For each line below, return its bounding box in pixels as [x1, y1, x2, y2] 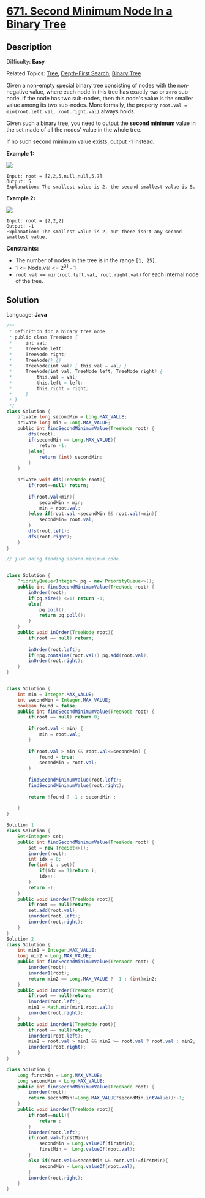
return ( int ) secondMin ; [39, 454, 103, 460]
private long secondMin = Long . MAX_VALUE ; [17, 414, 127, 420]
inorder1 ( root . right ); [28, 1044, 86, 1050]
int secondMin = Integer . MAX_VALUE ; [17, 697, 111, 703]
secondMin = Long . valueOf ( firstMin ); [39, 1140, 136, 1147]
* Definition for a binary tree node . [9, 329, 108, 335]
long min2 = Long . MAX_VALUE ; [17, 953, 92, 959]
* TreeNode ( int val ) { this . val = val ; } [9, 363, 127, 369]
